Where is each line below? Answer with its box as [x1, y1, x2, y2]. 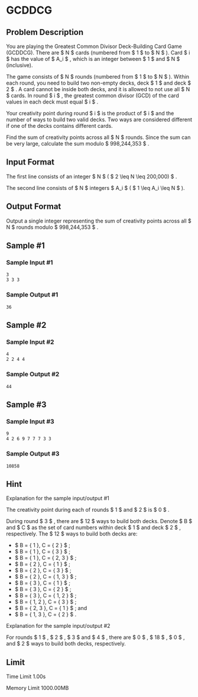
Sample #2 [6, 320, 47, 330]
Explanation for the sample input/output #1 [6, 495, 109, 502]
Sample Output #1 [6, 291, 59, 299]
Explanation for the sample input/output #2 [6, 622, 111, 630]
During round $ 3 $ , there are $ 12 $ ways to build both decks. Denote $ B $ [6, 518, 193, 525]
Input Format [6, 157, 55, 167]
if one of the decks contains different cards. [6, 122, 113, 129]
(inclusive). [6, 62, 33, 69]
